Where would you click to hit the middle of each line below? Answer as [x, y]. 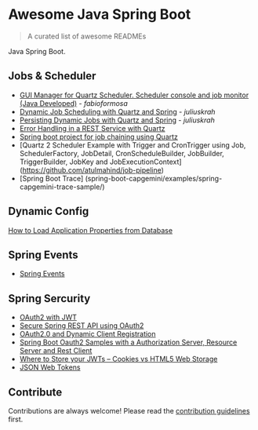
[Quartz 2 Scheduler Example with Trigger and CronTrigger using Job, [133, 145]
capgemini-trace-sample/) [62, 187]
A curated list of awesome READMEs [87, 36]
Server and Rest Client [56, 351]
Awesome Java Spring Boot [100, 15]
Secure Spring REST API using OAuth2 [82, 326]
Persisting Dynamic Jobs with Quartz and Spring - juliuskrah [117, 120]
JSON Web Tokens [50, 367]
